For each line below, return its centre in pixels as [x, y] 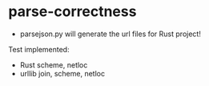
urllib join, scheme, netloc [62, 73]
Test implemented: [39, 49]
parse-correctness [72, 12]
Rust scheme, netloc [54, 65]
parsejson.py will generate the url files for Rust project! [111, 34]
